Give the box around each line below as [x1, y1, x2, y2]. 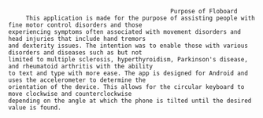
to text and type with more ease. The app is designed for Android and [8, 69, 248, 77]
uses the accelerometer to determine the [8, 76, 146, 84]
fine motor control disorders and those [8, 21, 143, 29]
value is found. [8, 104, 61, 112]
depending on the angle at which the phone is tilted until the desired [8, 97, 252, 105]
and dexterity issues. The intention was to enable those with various [8, 42, 248, 50]
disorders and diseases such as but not [8, 49, 143, 57]
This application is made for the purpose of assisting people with [25, 14, 256, 22]
